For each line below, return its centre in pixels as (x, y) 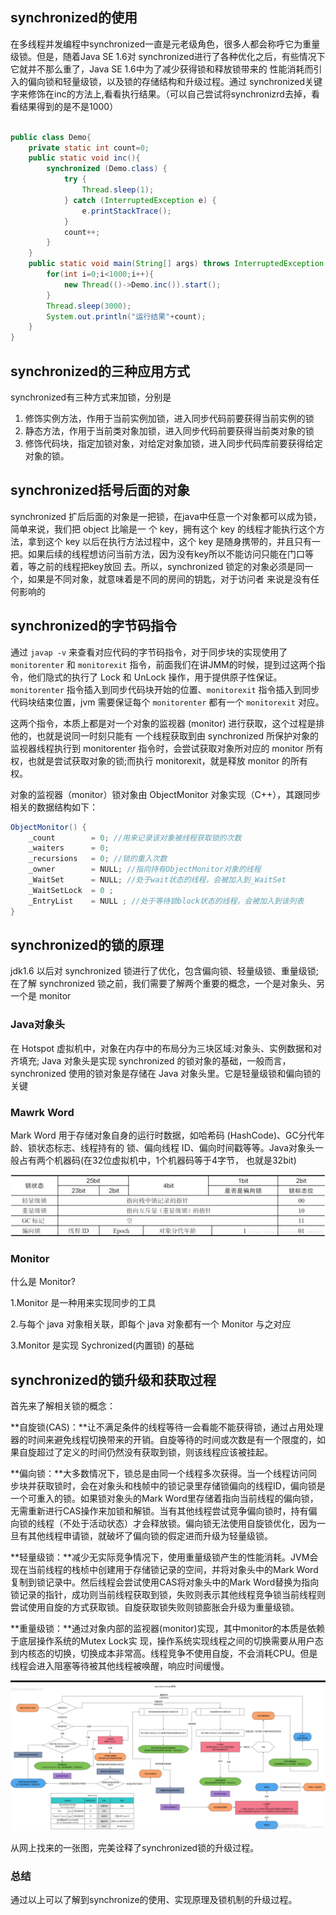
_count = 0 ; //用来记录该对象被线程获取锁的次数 (135, 838)
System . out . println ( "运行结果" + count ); (126, 316)
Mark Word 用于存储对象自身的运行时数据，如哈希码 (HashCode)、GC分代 (163, 1135)
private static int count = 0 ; (89, 148)
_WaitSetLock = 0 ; (71, 890)
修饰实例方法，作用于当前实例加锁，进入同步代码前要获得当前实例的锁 (169, 418)
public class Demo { (51, 137)
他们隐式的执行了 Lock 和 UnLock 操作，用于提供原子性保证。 (155, 677)
